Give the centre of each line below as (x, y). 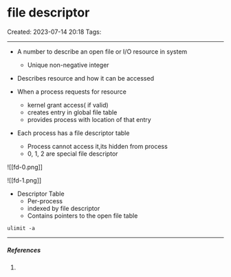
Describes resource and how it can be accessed (86, 78)
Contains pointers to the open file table (82, 216)
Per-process (45, 201)
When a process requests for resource (72, 92)
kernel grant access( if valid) (68, 105)
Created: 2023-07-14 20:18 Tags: (54, 32)
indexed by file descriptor (64, 208)
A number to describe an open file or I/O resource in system (102, 51)
